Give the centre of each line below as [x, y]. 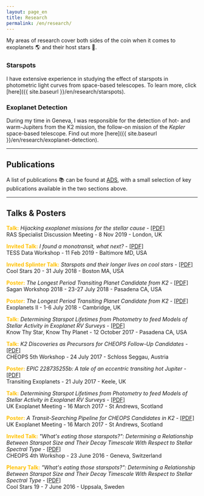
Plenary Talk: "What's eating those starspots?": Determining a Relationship [101, 467]
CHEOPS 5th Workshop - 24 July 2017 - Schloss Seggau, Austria [87, 357]
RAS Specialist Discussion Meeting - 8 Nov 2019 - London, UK [84, 234]
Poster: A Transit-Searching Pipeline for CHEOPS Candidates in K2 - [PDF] [100, 418]
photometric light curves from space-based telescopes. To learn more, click [101, 85]
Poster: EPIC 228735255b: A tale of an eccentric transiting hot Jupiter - [97, 368]
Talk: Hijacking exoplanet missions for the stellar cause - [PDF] [86, 228]
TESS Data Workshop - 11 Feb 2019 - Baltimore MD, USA [77, 252]
